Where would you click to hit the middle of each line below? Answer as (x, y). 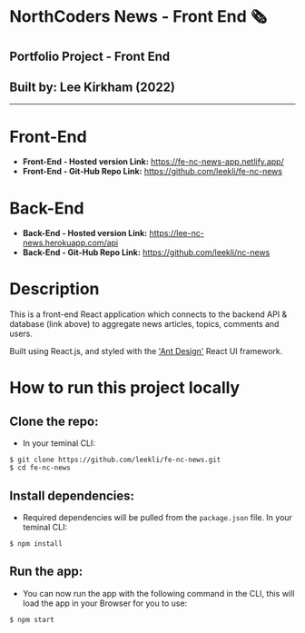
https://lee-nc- (177, 233)
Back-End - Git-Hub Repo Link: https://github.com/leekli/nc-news (146, 252)
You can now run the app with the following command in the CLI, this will (158, 593)
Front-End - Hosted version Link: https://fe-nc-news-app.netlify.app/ (153, 162)
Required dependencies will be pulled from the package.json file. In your (157, 518)
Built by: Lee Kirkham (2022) (92, 87)
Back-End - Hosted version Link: (85, 233)
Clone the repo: (54, 421)
